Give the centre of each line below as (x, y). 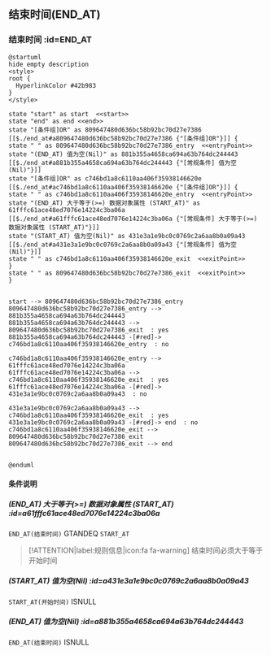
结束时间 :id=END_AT (50, 40)
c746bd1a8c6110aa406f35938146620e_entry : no (89, 344)
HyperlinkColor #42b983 (56, 85)
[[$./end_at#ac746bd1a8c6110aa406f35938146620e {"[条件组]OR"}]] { (123, 187)
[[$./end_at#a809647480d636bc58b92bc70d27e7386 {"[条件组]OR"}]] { (123, 138)
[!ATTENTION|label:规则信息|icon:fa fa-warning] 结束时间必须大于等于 (145, 550)
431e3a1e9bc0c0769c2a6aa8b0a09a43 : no (78, 394)
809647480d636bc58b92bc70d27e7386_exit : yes (89, 330)
